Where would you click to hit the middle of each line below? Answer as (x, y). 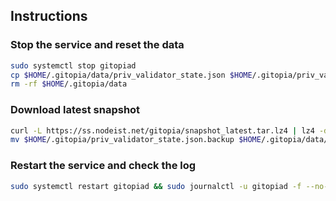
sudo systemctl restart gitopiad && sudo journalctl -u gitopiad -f (156, 186)
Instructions (49, 16)
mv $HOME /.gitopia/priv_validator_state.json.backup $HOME (136, 140)
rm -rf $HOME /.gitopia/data (69, 84)
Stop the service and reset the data (97, 45)
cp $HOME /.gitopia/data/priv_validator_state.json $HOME (131, 75)
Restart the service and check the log (103, 166)
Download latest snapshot (75, 110)
